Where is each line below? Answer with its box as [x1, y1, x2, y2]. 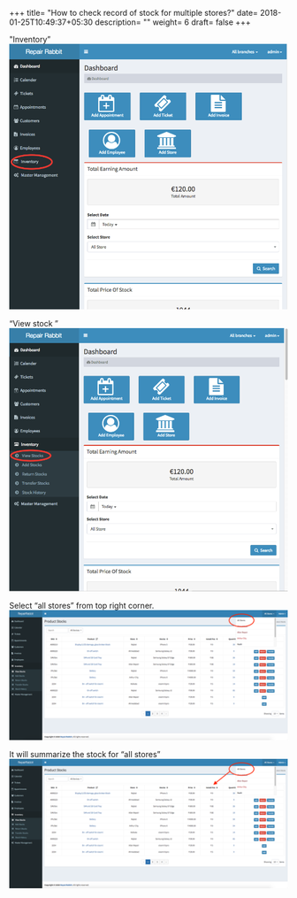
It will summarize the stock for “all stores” [9, 748, 161, 759]
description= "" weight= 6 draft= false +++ [95, 17, 252, 27]
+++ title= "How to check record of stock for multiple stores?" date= [9, 8, 259, 18]
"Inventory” [9, 35, 51, 44]
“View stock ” [9, 319, 59, 329]
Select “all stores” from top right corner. [9, 601, 155, 611]
